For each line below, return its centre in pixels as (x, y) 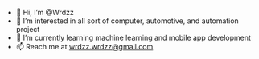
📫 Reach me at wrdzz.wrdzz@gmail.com (84, 47)
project (28, 29)
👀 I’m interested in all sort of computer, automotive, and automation (127, 21)
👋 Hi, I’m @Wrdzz (45, 12)
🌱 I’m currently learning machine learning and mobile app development (134, 37)
